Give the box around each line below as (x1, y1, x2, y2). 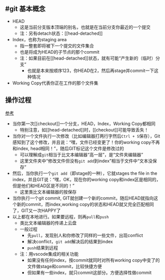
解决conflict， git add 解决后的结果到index (27, 238, 113, 244)
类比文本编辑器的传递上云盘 (19, 220, 77, 226)
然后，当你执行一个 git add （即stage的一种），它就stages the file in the (12, 170, 158, 176)
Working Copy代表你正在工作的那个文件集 (12, 80, 98, 86)
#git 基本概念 (5, 4, 46, 13)
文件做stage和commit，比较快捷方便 (27, 263, 102, 269)
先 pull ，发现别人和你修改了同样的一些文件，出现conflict (27, 232, 143, 238)
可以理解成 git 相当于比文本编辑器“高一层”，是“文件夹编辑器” (19, 151, 143, 157)
